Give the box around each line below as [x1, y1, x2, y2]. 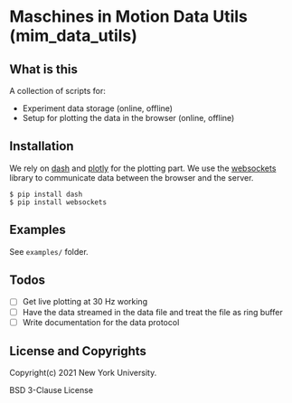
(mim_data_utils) [9, 25, 138, 46]
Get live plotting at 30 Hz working [22, 296, 147, 307]
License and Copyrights [9, 343, 147, 359]
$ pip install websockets [9, 197, 107, 207]
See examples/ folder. [9, 246, 89, 257]
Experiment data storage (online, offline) [22, 103, 174, 114]
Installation [9, 138, 74, 155]
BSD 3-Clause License [9, 385, 93, 396]
